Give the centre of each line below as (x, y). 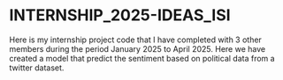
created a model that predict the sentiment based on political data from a (142, 58)
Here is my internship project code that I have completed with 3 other (136, 40)
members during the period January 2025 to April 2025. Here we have (138, 48)
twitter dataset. (37, 68)
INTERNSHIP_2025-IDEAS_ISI (120, 15)
